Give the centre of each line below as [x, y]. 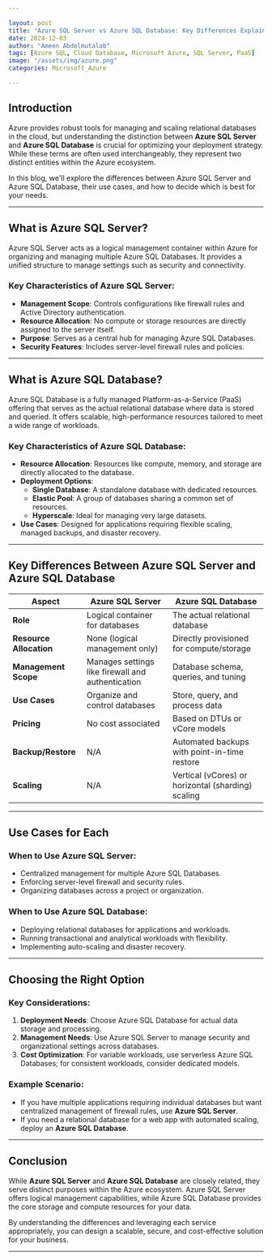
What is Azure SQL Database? [86, 380]
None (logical [112, 638]
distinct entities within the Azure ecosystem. [82, 162]
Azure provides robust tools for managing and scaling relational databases [132, 127]
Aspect [46, 601]
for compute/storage [212, 648]
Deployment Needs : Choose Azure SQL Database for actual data [129, 1020]
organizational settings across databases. [89, 1046]
